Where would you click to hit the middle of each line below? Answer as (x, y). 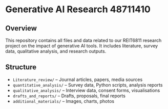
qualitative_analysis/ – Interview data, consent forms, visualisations (86, 90)
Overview (21, 28)
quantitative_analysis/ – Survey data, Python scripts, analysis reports (88, 85)
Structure (21, 67)
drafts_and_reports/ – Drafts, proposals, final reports (69, 96)
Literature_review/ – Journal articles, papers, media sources (78, 79)
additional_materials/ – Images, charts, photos (63, 101)
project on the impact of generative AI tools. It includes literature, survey (82, 46)
